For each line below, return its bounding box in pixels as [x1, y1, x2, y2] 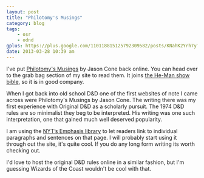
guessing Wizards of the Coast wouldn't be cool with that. [6, 165, 152, 172]
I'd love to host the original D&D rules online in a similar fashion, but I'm [6, 159, 185, 166]
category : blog [6, 20, 45, 26]
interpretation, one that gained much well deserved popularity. [6, 115, 163, 123]
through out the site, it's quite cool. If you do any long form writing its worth [6, 140, 195, 148]
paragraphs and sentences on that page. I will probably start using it [6, 134, 177, 141]
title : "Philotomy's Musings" [6, 15, 83, 21]
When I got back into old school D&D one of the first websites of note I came [6, 89, 198, 97]
